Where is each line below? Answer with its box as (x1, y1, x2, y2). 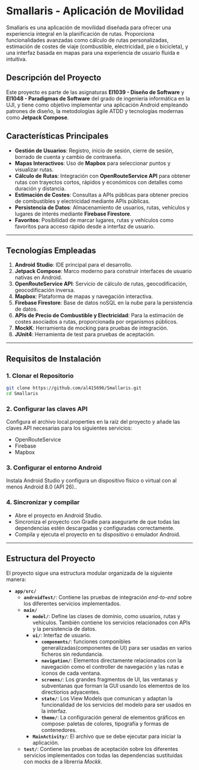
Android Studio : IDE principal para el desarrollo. (14, 261, 133, 268)
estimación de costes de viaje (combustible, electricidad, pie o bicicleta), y (6, 43, 188, 50)
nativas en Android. (14, 274, 63, 281)
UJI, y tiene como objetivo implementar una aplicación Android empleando (6, 101, 188, 108)
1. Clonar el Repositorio (6, 371, 74, 380)
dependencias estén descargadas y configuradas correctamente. (14, 524, 175, 531)
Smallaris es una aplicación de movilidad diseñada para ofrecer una (6, 24, 172, 31)
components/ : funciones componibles (41, 638, 131, 645)
